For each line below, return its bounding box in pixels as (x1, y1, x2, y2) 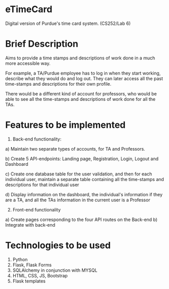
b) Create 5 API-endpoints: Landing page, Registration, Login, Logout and (5, 156, 158, 162)
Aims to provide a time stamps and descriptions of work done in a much (5, 55, 155, 61)
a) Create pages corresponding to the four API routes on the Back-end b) (5, 216, 158, 223)
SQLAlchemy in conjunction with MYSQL (12, 267, 98, 273)
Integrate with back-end (5, 222, 56, 228)
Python (12, 256, 28, 262)
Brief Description (5, 38, 78, 50)
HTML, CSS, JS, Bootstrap (12, 272, 68, 278)
